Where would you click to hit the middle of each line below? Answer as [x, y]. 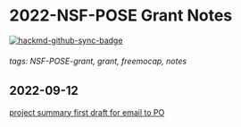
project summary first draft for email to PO [87, 112]
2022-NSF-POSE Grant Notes [121, 16]
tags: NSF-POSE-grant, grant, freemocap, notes [98, 61]
